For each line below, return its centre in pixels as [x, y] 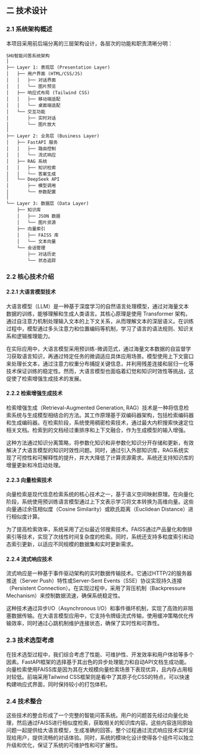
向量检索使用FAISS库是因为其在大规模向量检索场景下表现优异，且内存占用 [97, 669]
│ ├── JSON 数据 [39, 216]
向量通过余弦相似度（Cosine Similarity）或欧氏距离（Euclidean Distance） [97, 509]
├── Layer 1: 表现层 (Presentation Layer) [58, 67]
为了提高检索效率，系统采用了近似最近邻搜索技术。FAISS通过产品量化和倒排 [99, 529]
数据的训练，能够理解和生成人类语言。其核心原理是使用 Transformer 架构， [99, 313]
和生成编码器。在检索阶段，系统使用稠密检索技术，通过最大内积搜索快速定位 [100, 423]
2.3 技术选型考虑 [30, 640]
